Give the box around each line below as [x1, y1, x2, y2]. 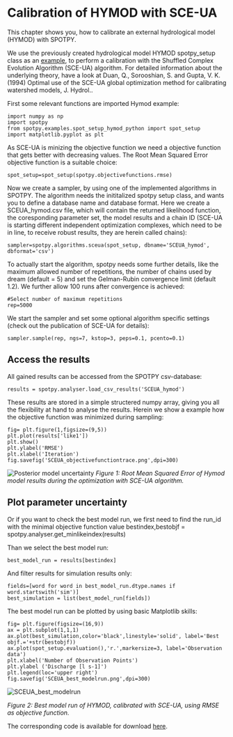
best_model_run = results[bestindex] [7, 557, 117, 564]
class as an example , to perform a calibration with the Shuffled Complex [7, 56, 214, 64]
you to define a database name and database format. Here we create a [7, 199, 210, 207]
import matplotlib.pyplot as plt [7, 131, 104, 138]
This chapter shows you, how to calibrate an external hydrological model [7, 28, 216, 36]
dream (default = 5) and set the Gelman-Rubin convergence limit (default [7, 274, 216, 283]
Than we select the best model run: [7, 543, 109, 552]
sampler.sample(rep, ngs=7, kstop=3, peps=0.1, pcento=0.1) [7, 334, 186, 342]
